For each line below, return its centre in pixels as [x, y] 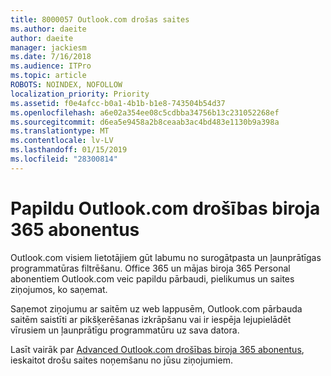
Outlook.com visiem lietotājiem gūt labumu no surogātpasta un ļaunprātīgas [166, 257]
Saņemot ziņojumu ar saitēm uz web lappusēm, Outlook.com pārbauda [156, 308]
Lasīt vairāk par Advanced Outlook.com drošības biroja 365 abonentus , [157, 349]
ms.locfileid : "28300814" [64, 159]
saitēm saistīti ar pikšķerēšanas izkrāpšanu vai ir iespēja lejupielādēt [151, 319]
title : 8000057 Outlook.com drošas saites [100, 19]
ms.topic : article [48, 76]
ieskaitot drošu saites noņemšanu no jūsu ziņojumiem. [121, 360]
